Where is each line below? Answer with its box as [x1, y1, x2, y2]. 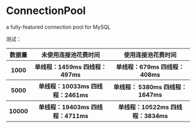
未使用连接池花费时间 [41, 51, 100, 59]
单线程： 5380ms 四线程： [113, 83, 187, 91]
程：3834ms [132, 112, 168, 120]
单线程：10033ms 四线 [38, 82, 103, 90]
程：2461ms [52, 91, 89, 99]
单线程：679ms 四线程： [116, 63, 185, 71]
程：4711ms [52, 112, 89, 120]
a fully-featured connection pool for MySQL [6, 23, 111, 30]
